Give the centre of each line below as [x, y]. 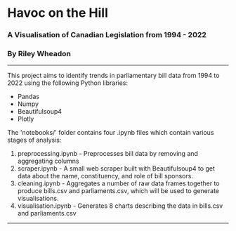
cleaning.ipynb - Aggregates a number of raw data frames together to [118, 183]
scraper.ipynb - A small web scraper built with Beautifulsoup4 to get [116, 169]
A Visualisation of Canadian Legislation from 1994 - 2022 [107, 35]
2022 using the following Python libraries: [68, 83]
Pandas [28, 97]
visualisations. [38, 199]
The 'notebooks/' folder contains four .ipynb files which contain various [111, 133]
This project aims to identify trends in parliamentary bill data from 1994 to [113, 76]
